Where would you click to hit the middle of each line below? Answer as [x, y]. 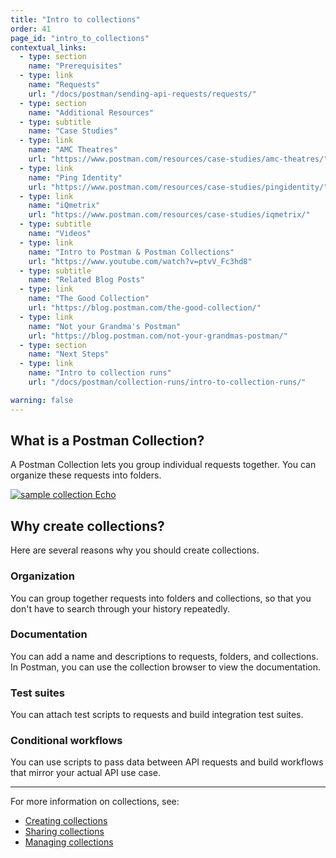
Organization [42, 576]
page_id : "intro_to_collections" [80, 38]
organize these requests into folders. [86, 475]
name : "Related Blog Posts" [86, 280]
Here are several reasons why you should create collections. [135, 550]
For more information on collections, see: [95, 802]
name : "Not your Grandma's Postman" [105, 326]
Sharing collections [64, 832]
